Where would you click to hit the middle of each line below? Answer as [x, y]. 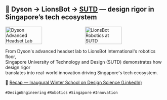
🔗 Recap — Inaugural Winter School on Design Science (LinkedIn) [74, 82]
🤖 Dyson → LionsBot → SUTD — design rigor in [80, 9]
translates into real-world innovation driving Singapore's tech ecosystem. [82, 72]
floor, [11, 57]
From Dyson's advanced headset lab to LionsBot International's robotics [80, 51]
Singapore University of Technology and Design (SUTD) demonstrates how [83, 62]
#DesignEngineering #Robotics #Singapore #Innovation [61, 92]
